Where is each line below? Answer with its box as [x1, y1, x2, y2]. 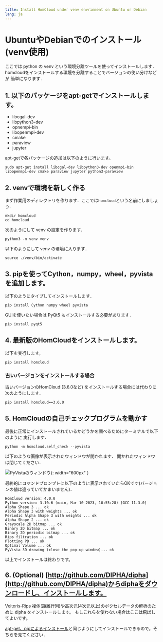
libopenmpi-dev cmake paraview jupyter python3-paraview [5, 169, 123, 174]
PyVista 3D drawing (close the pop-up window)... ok [5, 547, 114, 552]
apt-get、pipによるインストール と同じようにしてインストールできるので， [5, 625, 153, 631]
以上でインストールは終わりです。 [5, 556, 73, 562]
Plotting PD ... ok [5, 538, 45, 544]
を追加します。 [5, 279, 50, 287]
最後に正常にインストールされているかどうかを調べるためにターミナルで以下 [5, 428, 159, 434]
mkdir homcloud [5, 214, 36, 218]
